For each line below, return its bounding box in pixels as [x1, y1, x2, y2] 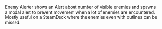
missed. [5, 19, 21, 25]
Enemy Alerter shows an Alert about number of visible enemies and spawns [5, 4, 156, 10]
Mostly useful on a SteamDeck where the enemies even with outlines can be [5, 14, 157, 20]
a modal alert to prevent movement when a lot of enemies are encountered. [5, 9, 156, 15]
